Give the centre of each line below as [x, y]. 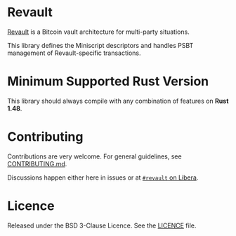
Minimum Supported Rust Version [108, 81]
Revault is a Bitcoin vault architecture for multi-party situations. [98, 32]
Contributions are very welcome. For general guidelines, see [94, 156]
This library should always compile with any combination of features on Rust [118, 101]
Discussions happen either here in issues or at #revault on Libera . [103, 178]
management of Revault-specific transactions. [74, 53]
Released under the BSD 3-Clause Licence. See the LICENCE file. [102, 225]
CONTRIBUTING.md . [37, 163]
